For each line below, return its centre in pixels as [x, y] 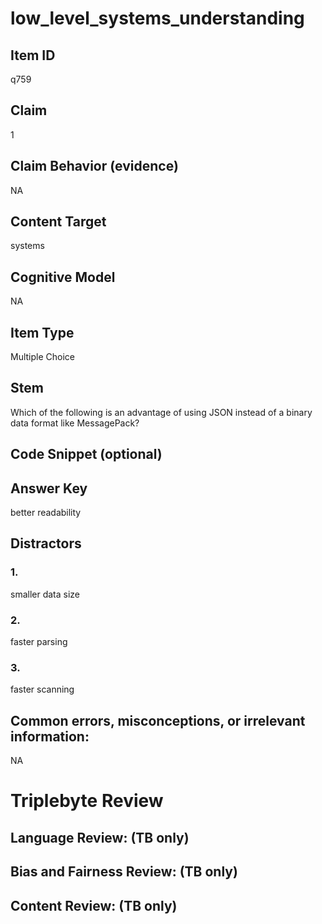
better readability [46, 513]
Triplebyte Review [87, 801]
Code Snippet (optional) [86, 454]
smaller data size [45, 594]
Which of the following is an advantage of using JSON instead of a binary [161, 412]
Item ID [33, 55]
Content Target [58, 222]
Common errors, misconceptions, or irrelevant [158, 720]
